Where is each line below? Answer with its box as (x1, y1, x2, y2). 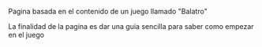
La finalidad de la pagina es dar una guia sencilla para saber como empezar (8, 22, 254, 31)
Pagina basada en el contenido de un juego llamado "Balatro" (8, 7, 208, 16)
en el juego (8, 31, 45, 39)
